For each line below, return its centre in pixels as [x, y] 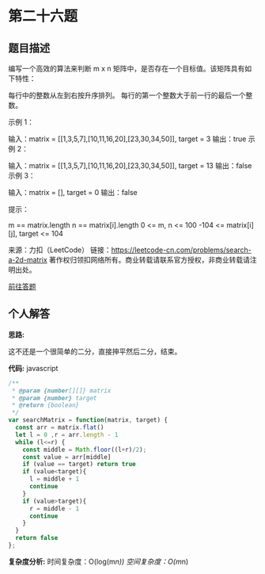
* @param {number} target [54, 398]
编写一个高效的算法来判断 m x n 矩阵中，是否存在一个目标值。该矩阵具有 [127, 69]
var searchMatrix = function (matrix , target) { [88, 420]
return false [37, 538]
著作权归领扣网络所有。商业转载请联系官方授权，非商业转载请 [150, 260]
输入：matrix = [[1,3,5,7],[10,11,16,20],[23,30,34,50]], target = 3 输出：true [127, 139]
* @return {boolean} [45, 405]
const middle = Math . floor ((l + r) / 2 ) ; [85, 450]
